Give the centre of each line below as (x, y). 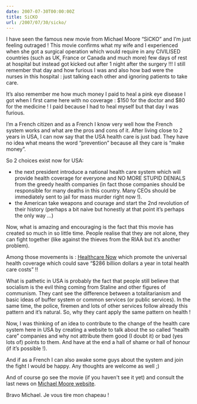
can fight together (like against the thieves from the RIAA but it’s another (93, 240)
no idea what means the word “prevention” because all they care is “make (95, 143)
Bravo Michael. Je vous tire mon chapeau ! (58, 395)
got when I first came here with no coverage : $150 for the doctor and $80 (96, 100)
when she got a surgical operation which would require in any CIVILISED (93, 52)
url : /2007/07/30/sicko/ (36, 22)
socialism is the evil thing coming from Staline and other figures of (86, 287)
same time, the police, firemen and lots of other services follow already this (97, 306)
